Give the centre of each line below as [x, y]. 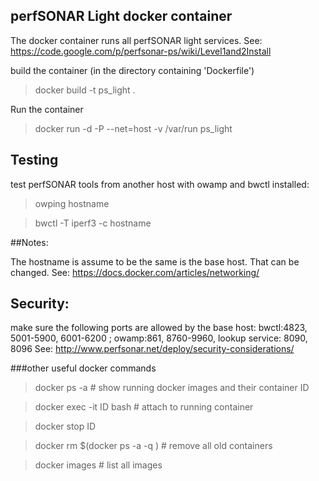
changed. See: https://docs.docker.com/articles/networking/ [135, 272]
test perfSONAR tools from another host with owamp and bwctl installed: [160, 184]
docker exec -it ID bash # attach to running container [144, 407]
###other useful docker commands [83, 368]
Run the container [47, 109]
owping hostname [72, 203]
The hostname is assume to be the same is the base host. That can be [155, 261]
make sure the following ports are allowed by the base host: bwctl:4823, [159, 328]
